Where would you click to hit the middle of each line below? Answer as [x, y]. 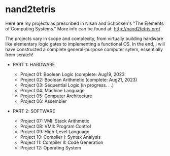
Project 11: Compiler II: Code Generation [62, 142]
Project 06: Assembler [43, 101]
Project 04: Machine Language [52, 90]
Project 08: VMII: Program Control [56, 126]
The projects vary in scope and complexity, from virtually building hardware [84, 38]
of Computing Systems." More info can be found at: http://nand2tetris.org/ [83, 28]
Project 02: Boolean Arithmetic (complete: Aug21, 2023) [79, 80]
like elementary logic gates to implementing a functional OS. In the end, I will [85, 44]
